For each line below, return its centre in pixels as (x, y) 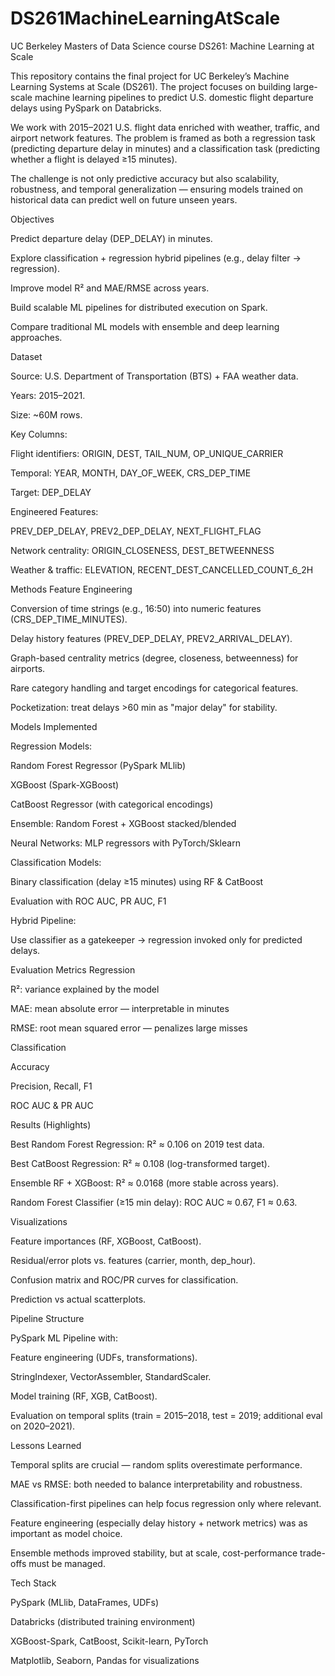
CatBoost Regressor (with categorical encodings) (112, 804)
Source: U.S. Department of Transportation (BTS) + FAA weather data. (154, 376)
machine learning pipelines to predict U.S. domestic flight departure (174, 97)
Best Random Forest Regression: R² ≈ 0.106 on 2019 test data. (137, 1144)
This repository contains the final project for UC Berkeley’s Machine (150, 76)
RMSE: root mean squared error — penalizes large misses (129, 1028)
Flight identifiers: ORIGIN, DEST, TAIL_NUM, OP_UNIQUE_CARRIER (147, 453)
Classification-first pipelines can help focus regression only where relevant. (166, 1503)
